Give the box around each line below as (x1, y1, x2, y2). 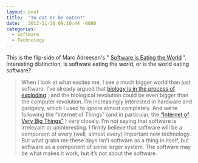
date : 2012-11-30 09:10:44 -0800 (6, 20, 97, 26)
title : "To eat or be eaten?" (6, 15, 86, 21)
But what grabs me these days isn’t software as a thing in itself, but (21, 137, 189, 144)
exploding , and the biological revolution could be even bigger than (21, 92, 189, 99)
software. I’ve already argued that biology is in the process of (21, 85, 175, 92)
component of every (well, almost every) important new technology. (21, 130, 191, 137)
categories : (6, 26, 36, 32)
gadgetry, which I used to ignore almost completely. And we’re (21, 105, 178, 111)
